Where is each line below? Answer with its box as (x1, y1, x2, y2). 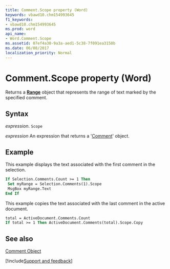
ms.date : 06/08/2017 (5, 46, 50, 51)
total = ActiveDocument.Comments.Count (5, 215, 91, 220)
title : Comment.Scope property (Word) (5, 7, 88, 13)
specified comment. (5, 95, 48, 101)
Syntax (5, 109, 29, 118)
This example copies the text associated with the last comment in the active (5, 200, 165, 206)
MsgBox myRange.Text (7, 186, 52, 191)
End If (5, 191, 19, 196)
